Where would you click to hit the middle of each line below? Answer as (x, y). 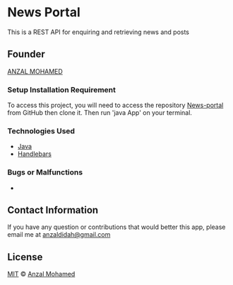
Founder (26, 54)
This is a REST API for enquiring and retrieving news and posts (98, 32)
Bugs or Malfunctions (45, 172)
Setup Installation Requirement (62, 89)
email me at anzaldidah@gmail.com (59, 235)
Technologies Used (41, 130)
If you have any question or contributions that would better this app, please (116, 227)
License (25, 257)
